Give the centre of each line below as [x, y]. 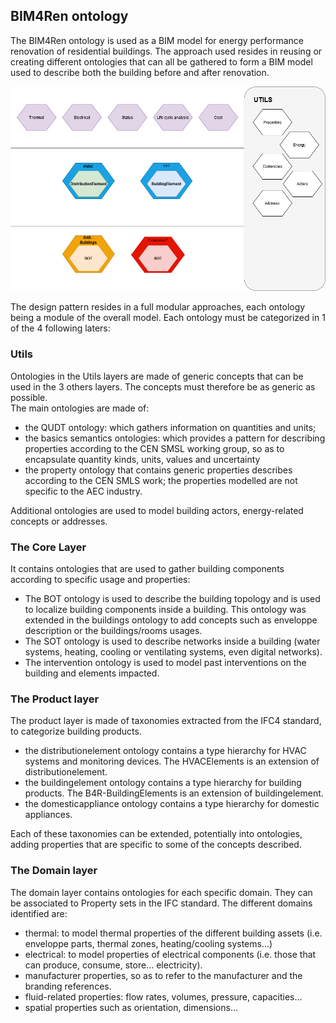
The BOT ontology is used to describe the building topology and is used [172, 598]
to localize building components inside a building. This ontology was [165, 609]
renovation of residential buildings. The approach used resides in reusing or [166, 51]
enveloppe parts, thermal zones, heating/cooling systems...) [148, 943]
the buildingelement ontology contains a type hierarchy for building [163, 783]
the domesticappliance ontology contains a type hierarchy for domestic [172, 804]
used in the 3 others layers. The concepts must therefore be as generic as [163, 386]
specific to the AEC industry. [83, 491]
